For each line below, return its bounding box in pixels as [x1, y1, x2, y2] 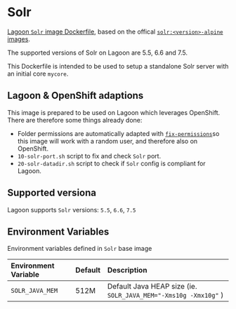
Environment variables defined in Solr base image [7, 245, 152, 253]
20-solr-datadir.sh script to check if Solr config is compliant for [17, 159, 206, 167]
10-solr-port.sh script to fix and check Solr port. [17, 151, 162, 160]
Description [107, 266, 147, 275]
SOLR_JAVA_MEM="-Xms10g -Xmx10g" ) [107, 290, 224, 300]
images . [7, 34, 30, 43]
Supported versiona [7, 187, 97, 199]
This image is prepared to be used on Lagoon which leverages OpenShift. [7, 108, 221, 116]
